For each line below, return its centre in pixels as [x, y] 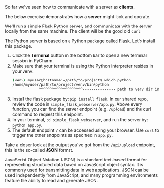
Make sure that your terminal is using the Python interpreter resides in [82, 66]
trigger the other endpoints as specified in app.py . [62, 135]
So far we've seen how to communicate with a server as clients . [70, 7]
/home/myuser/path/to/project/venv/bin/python [60, 85]
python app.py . [27, 125]
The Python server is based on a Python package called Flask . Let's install [80, 41]
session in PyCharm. [33, 61]
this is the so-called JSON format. [39, 150]
